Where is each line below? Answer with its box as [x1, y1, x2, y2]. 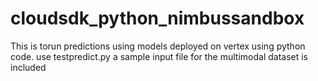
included [10, 61, 47, 73]
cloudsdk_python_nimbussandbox [10, 7, 305, 30]
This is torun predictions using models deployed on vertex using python [10, 40, 306, 52]
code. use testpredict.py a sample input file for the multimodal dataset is [10, 50, 309, 62]
